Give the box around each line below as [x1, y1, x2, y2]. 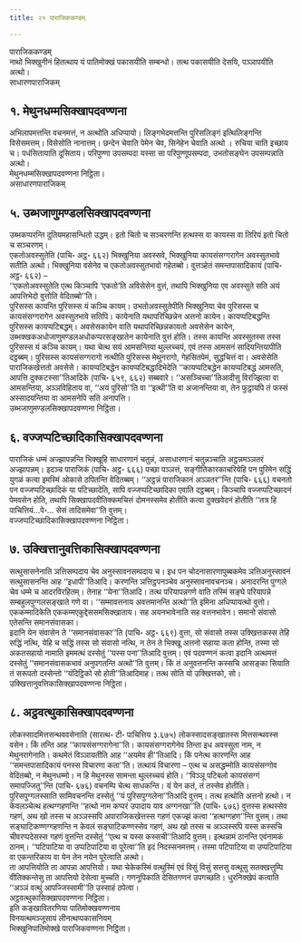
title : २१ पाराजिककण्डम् [9, 13, 86, 23]
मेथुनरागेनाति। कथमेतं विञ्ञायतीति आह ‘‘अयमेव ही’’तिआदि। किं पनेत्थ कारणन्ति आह [9, 749, 251, 760]
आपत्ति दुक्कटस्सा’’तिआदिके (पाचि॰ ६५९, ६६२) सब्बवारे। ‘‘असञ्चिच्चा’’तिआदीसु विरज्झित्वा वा [9, 373, 279, 384]
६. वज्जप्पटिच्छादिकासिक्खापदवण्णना [9, 430, 163, 445]
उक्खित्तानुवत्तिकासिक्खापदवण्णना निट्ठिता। [9, 677, 128, 689]
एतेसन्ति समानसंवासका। [9, 617, 80, 627]
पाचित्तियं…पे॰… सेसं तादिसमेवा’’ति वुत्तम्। [9, 505, 128, 516]
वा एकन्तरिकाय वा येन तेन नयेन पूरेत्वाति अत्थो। [9, 851, 145, 862]
